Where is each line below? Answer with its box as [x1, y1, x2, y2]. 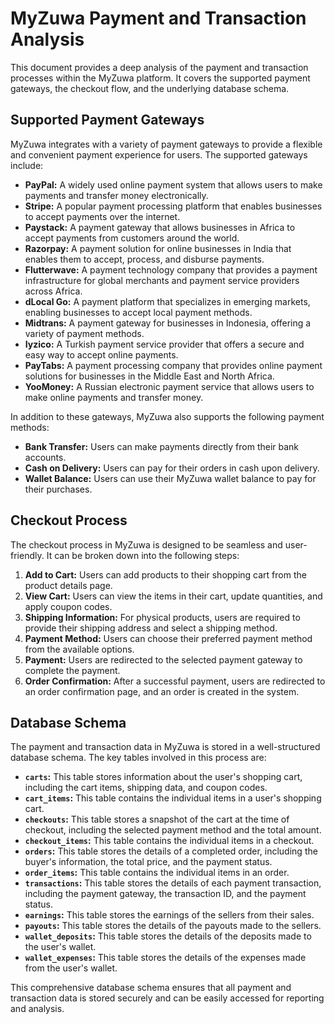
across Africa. [24, 285, 83, 297]
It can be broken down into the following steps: [46, 549, 240, 561]
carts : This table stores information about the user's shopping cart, [24, 771, 303, 783]
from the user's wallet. [24, 962, 118, 974]
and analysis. [10, 1003, 65, 1015]
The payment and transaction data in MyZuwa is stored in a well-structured [10, 741, 321, 753]
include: [10, 159, 44, 171]
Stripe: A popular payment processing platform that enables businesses [24, 200, 323, 212]
